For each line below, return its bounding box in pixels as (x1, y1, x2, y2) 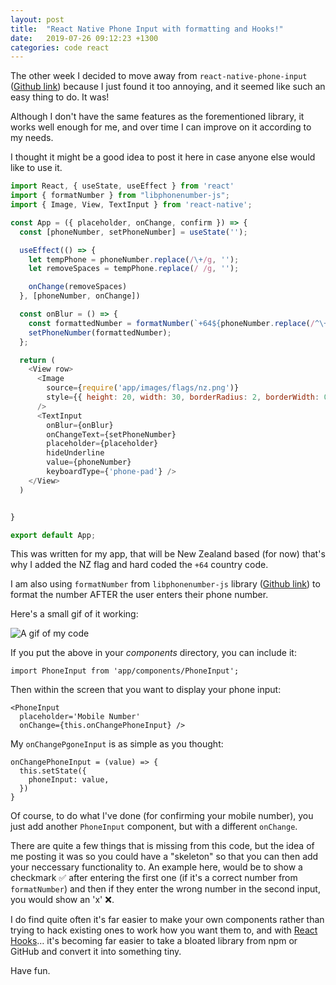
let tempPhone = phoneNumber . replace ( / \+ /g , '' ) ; (28, 254, 240, 265)
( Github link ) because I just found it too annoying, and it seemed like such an (10, 81, 326, 93)
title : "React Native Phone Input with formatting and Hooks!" (10, 24, 284, 34)
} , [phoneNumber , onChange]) (19, 291, 141, 301)
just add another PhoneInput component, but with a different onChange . (10, 821, 298, 833)
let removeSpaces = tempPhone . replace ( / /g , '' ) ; (28, 264, 240, 274)
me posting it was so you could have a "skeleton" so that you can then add (10, 851, 319, 863)
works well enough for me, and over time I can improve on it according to (10, 121, 312, 133)
